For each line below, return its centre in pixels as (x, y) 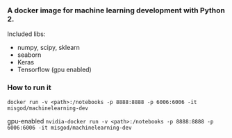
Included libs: (26, 34)
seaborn (29, 55)
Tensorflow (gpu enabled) (54, 70)
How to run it (29, 87)
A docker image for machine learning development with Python (116, 10)
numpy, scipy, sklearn (48, 48)
